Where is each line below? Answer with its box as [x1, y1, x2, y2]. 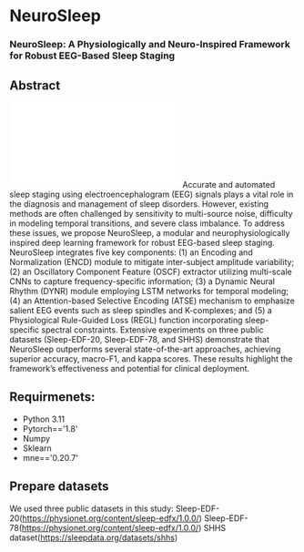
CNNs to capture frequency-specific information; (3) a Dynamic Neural [9, 275, 276, 287]
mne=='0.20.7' [22, 452, 79, 463]
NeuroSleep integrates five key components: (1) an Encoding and [9, 247, 253, 258]
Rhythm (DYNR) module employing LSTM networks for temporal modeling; [9, 285, 289, 296]
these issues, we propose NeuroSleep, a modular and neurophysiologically [9, 227, 290, 238]
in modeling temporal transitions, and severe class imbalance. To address [9, 218, 285, 229]
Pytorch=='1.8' [22, 423, 78, 434]
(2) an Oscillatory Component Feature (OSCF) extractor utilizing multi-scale [9, 266, 293, 277]
